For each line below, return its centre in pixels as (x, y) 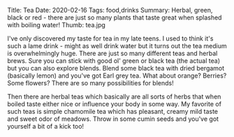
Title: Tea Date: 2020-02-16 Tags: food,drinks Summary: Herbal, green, (110, 10)
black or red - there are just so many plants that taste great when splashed (115, 17)
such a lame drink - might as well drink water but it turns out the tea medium (117, 46)
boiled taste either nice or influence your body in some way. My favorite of (115, 104)
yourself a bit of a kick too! (46, 126)
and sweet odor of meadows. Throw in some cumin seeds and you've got (113, 119)
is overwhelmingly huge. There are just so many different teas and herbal (112, 53)
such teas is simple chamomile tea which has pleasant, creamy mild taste (113, 111)
